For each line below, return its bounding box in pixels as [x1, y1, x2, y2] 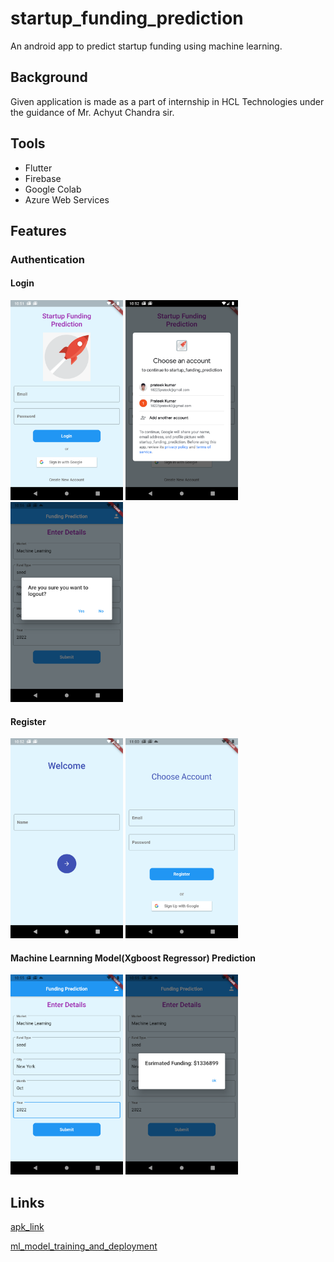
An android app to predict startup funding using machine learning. [10, 40, 283, 52]
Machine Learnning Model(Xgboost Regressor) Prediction [10, 952, 256, 964]
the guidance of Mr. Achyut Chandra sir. [10, 106, 175, 118]
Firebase [24, 172, 62, 184]
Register [10, 715, 47, 727]
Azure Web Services [24, 193, 110, 206]
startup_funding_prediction [10, 7, 244, 30]
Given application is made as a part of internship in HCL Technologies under [10, 95, 325, 107]
